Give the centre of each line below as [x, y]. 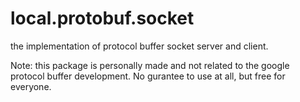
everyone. [31, 86]
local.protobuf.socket [102, 18]
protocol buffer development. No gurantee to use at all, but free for [148, 76]
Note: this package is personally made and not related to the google [150, 65]
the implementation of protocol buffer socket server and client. [139, 46]
